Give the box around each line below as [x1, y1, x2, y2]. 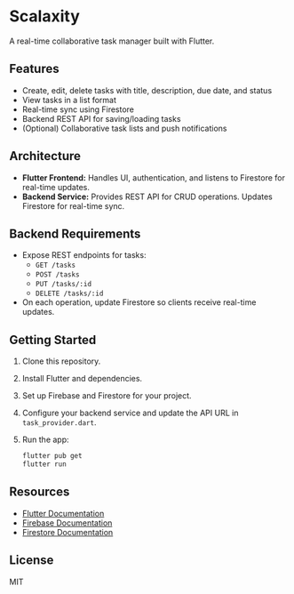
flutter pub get [21, 452, 83, 461]
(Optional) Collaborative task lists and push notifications [21, 123, 227, 133]
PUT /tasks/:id [35, 280, 91, 289]
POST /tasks [35, 270, 80, 279]
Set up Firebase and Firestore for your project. [21, 390, 193, 401]
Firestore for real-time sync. [21, 200, 125, 211]
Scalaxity [9, 6, 80, 27]
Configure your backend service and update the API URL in [21, 407, 239, 419]
